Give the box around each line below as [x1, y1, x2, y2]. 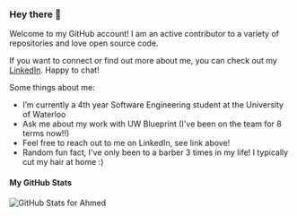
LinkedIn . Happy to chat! [9, 65, 100, 75]
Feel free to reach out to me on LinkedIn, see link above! [22, 138, 231, 149]
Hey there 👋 [9, 8, 61, 21]
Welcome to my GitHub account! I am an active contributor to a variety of [9, 29, 280, 39]
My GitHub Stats [9, 177, 73, 187]
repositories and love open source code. [9, 38, 159, 48]
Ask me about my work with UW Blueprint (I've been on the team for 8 [22, 118, 283, 129]
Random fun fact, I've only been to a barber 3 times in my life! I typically [22, 147, 289, 158]
